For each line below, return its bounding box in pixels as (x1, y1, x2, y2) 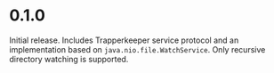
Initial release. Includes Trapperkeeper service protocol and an (9, 35, 239, 45)
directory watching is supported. (9, 53, 129, 64)
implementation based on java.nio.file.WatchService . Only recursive (9, 44, 266, 54)
